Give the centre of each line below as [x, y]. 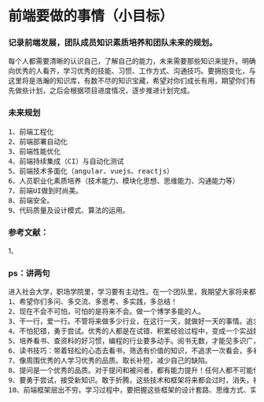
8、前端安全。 [31, 200]
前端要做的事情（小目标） [91, 16]
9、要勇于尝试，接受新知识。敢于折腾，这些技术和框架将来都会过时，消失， [131, 380]
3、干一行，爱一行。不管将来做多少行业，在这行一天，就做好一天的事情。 [127, 322]
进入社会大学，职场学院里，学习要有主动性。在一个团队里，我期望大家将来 [128, 292]
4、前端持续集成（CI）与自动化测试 [66, 161]
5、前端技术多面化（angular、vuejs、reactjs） [91, 171]
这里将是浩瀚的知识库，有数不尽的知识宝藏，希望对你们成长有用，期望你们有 [132, 81]
